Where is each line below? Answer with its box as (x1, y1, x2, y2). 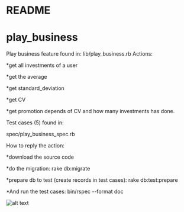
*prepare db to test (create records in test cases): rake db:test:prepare (6, 176, 179, 184)
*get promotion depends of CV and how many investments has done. (6, 108, 175, 115)
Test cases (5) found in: (6, 119, 64, 126)
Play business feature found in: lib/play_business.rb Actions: (6, 50, 153, 57)
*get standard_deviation (6, 85, 65, 92)
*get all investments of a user (6, 62, 78, 69)
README (6, 4, 51, 17)
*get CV (6, 96, 26, 104)
